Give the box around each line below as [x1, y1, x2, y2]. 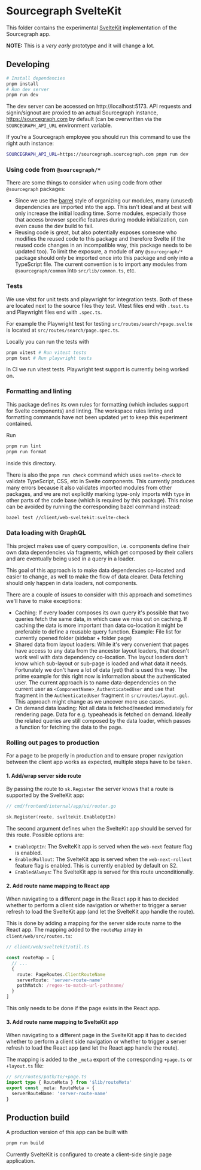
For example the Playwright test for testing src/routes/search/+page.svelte [6, 320, 193, 327]
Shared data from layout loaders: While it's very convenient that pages [14, 641, 189, 648]
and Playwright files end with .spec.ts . [6, 308, 102, 316]
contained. [6, 420, 33, 427]
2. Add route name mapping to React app [6, 882, 110, 889]
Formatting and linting [6, 387, 72, 396]
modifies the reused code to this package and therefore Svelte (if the [14, 235, 185, 243]
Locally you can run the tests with [6, 338, 90, 345]
